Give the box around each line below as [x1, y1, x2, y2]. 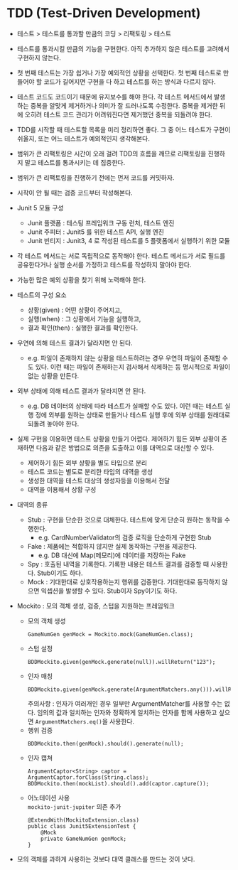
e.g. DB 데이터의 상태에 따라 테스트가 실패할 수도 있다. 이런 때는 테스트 [27, 402, 223, 410]
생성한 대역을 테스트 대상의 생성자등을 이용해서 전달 [27, 476, 171, 485]
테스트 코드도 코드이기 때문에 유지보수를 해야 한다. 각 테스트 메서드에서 [16, 92, 212, 101]
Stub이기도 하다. [37, 569, 83, 577]
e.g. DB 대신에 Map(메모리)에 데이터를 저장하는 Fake [38, 551, 186, 559]
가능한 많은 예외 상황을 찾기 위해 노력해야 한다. [16, 275, 146, 284]
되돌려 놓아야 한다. [27, 419, 80, 428]
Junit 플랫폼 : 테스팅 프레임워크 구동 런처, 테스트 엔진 [27, 218, 175, 227]
